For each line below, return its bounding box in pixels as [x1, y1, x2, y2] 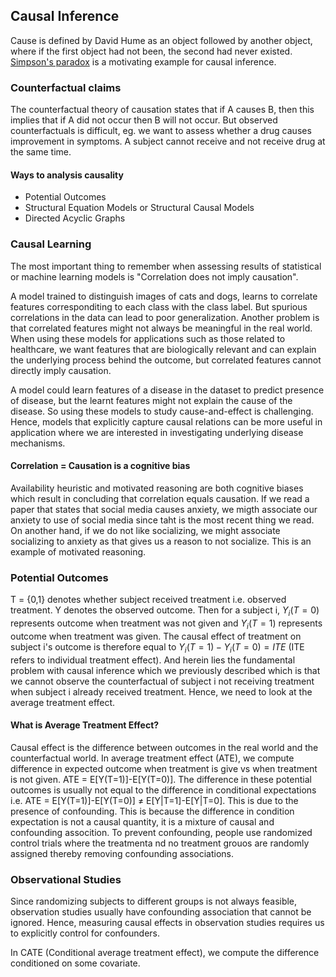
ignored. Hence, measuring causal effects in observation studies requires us [10, 917, 325, 928]
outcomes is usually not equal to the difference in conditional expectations [10, 784, 317, 796]
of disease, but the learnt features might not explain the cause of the [10, 394, 293, 406]
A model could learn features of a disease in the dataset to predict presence [10, 384, 325, 396]
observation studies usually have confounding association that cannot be [10, 906, 312, 918]
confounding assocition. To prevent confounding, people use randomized [10, 826, 313, 838]
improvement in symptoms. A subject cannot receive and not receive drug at [10, 135, 326, 148]
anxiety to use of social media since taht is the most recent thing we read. [10, 514, 315, 526]
